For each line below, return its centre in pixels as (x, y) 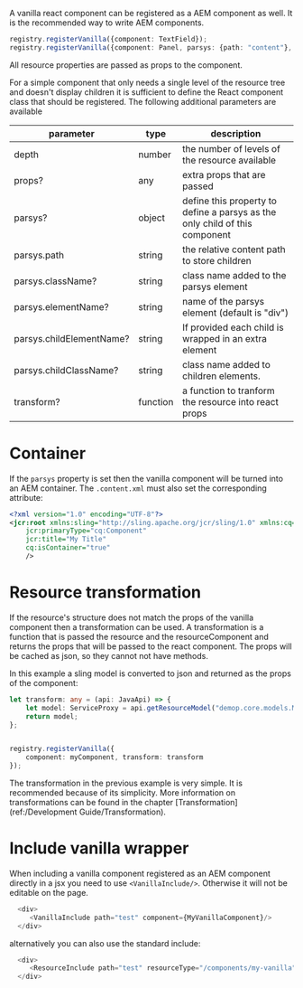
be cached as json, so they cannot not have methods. (109, 655)
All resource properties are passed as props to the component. (126, 65)
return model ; (52, 716)
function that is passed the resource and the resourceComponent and (139, 636)
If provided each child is (233, 327)
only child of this (217, 223)
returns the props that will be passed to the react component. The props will (151, 646)
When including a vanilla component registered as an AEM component (140, 873)
